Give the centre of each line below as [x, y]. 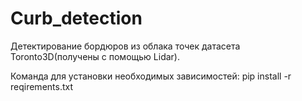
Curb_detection [76, 18]
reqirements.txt [42, 86]
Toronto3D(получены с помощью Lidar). [95, 56]
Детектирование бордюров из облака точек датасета [125, 46]
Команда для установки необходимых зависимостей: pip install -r [151, 76]
